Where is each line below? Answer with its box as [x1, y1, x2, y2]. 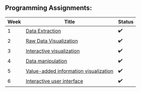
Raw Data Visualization [26, 37, 78, 44]
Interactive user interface [26, 78, 84, 85]
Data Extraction [26, 28, 61, 35]
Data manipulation [26, 58, 67, 65]
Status [118, 18, 134, 25]
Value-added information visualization [26, 68, 113, 74]
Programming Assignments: [5, 4, 92, 12]
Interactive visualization [26, 48, 80, 55]
